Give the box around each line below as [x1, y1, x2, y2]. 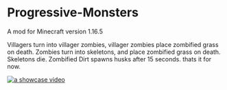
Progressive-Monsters [7, 5, 139, 20]
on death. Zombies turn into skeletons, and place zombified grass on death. [7, 48, 221, 56]
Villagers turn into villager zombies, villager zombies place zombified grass [7, 40, 219, 48]
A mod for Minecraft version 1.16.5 [7, 27, 103, 35]
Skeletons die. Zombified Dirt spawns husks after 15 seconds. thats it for [7, 55, 212, 63]
